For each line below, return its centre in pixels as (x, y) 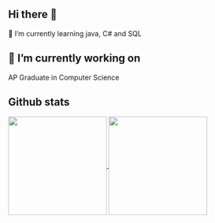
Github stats (39, 102)
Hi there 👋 (33, 15)
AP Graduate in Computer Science (64, 77)
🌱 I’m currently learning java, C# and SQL (75, 33)
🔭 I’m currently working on (74, 59)
